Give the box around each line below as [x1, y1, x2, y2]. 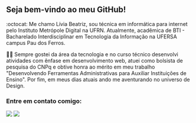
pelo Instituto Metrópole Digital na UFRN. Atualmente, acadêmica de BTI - [6, 27, 185, 34]
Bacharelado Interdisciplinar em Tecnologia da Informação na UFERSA [6, 33, 177, 40]
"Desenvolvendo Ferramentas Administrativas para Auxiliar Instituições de [6, 69, 187, 76]
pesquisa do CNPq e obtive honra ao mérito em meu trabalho [6, 63, 155, 70]
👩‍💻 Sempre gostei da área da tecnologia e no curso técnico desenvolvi [6, 50, 178, 58]
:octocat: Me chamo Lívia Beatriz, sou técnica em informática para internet [6, 20, 188, 27]
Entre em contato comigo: [6, 97, 82, 105]
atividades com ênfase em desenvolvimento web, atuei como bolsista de [6, 57, 183, 64]
